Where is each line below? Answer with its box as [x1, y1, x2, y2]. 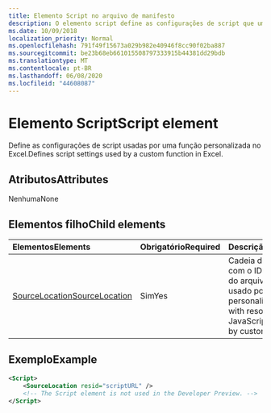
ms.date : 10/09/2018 [8, 27, 78, 35]
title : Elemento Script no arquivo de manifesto [8, 11, 175, 20]
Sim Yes [140, 290, 168, 302]
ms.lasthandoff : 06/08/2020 [8, 72, 103, 80]
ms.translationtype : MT [8, 57, 89, 65]
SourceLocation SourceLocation [12, 290, 133, 302]
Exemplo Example [8, 353, 98, 367]
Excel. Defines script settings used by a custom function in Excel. [8, 149, 223, 159]
